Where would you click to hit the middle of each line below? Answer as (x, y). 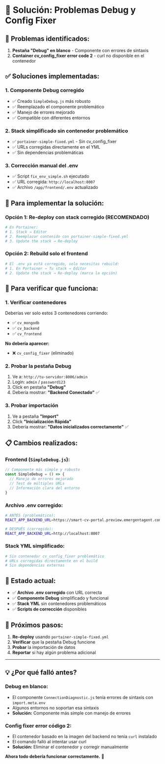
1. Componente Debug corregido (45, 91)
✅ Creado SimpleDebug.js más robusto (51, 101)
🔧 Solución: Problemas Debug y (70, 10)
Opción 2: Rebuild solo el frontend (47, 254)
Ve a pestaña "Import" (35, 416)
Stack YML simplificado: (35, 546)
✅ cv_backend (26, 328)
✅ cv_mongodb (26, 323)
